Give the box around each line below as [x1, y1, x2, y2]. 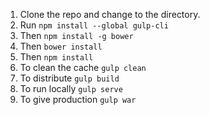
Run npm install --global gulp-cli [19, 19, 169, 31]
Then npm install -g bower [19, 30, 134, 41]
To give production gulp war [19, 94, 137, 105]
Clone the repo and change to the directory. [19, 9, 201, 20]
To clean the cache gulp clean [19, 62, 147, 73]
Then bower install [19, 40, 103, 52]
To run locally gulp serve [19, 83, 123, 94]
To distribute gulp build [19, 72, 120, 84]
